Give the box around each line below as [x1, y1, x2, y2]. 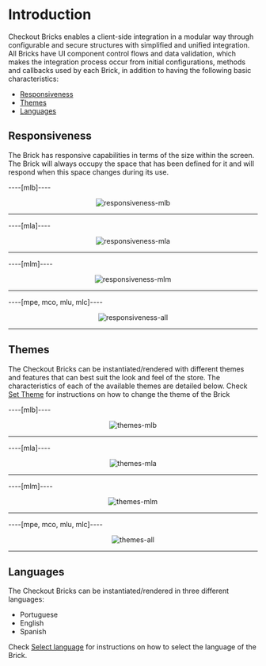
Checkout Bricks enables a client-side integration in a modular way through [8, 32, 254, 41]
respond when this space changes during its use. [8, 167, 169, 176]
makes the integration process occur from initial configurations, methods [8, 57, 246, 67]
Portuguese [19, 610, 58, 620]
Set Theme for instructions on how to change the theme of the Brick [8, 389, 230, 398]
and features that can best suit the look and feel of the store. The [8, 372, 220, 382]
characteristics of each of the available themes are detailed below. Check [8, 381, 248, 391]
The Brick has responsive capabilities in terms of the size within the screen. [8, 150, 255, 160]
